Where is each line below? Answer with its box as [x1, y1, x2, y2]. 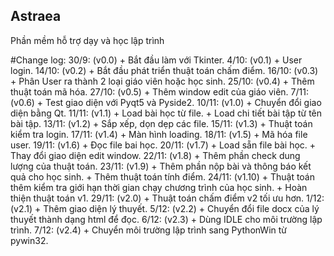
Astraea [10, 8, 62, 25]
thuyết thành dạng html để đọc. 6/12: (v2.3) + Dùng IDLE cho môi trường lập [10, 213, 323, 225]
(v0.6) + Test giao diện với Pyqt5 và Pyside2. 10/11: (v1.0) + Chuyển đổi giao [10, 96, 322, 108]
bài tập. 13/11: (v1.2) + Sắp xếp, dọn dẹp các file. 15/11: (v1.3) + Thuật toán [10, 117, 313, 129]
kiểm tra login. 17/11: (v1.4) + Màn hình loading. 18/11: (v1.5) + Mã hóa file [10, 128, 308, 140]
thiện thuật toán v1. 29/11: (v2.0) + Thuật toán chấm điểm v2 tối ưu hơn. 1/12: [10, 192, 325, 204]
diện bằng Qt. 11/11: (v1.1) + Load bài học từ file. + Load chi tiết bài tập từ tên [10, 107, 323, 119]
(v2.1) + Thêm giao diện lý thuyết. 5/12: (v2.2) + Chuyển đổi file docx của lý [10, 202, 320, 214]
